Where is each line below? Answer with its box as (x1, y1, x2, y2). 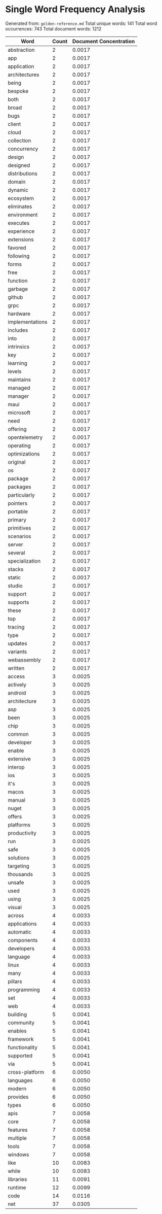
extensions (8, 236, 34, 243)
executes (8, 219, 30, 226)
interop (8, 764, 25, 771)
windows (8, 1151, 29, 1158)
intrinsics (8, 343, 29, 350)
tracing (8, 623, 25, 630)
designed (8, 161, 30, 168)
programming (8, 986, 40, 993)
